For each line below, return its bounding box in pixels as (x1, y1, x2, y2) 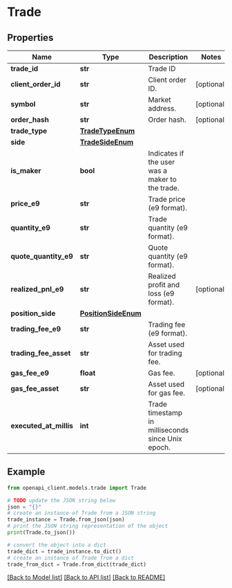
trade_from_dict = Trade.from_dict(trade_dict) (7, 561, 147, 568)
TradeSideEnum (79, 138, 134, 147)
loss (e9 (148, 288, 175, 298)
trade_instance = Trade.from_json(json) (7, 516, 126, 523)
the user (148, 157, 175, 167)
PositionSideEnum (79, 309, 142, 318)
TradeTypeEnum (79, 126, 135, 136)
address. (148, 104, 177, 113)
